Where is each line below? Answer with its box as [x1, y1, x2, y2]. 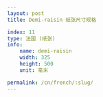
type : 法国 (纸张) [7, 35, 56, 42]
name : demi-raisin [19, 48, 72, 55]
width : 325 [19, 54, 51, 61]
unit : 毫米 [19, 66, 49, 74]
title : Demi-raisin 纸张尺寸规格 [7, 16, 97, 23]
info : [7, 42, 23, 48]
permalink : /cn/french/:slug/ [7, 79, 94, 86]
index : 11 [7, 29, 36, 36]
